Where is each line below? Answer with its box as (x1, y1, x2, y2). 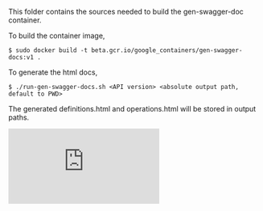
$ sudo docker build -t (8, 47, 88, 55)
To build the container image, (8, 31, 105, 40)
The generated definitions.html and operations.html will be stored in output (8, 104, 257, 113)
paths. (8, 112, 30, 122)
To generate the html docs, (8, 67, 98, 77)
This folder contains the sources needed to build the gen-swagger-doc (8, 7, 244, 16)
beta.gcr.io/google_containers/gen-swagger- (91, 47, 243, 55)
